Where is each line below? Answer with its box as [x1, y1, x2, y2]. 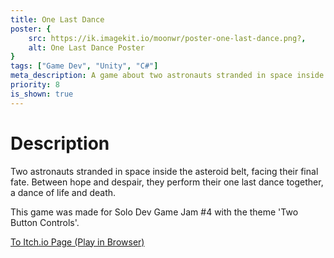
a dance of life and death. [10, 186, 117, 198]
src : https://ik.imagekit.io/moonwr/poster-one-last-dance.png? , [28, 33, 307, 43]
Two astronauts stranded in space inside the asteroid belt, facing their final [10, 165, 319, 177]
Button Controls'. [10, 216, 80, 228]
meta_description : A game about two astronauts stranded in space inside [10, 71, 325, 81]
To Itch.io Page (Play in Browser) [10, 236, 145, 248]
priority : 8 [10, 80, 60, 90]
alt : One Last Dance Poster [28, 42, 145, 53]
